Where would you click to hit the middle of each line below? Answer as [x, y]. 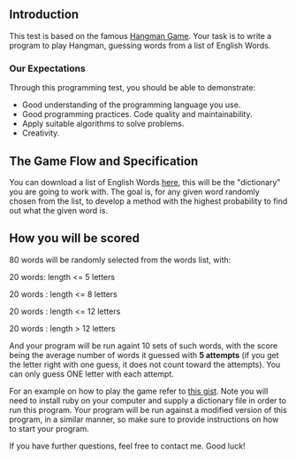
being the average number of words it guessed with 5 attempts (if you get [144, 355]
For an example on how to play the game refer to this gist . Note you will [139, 391]
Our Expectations [47, 68]
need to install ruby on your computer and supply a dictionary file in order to [148, 400]
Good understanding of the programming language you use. [131, 105]
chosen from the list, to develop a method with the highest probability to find [148, 201]
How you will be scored [74, 238]
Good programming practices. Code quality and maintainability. [137, 114]
